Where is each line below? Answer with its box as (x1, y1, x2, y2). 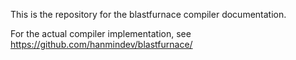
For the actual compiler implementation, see (10, 28, 192, 39)
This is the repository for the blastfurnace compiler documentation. (10, 9, 287, 20)
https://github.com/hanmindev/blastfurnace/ (10, 39, 193, 50)
